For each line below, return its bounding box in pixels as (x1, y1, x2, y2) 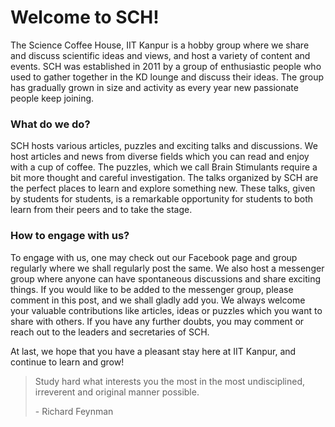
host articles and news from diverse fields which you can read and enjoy (10, 151, 310, 163)
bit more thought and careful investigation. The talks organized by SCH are (10, 172, 319, 184)
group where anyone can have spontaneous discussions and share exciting (10, 272, 322, 285)
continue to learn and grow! (10, 356, 125, 368)
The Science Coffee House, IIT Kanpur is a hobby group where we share (10, 39, 310, 51)
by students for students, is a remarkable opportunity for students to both (10, 193, 314, 205)
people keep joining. (10, 92, 95, 104)
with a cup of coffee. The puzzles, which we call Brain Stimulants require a (10, 161, 318, 173)
